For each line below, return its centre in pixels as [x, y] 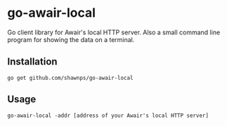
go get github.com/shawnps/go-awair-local [70, 78]
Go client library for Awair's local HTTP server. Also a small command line [114, 32]
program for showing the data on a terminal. [71, 39]
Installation [32, 62]
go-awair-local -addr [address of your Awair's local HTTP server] [108, 115]
